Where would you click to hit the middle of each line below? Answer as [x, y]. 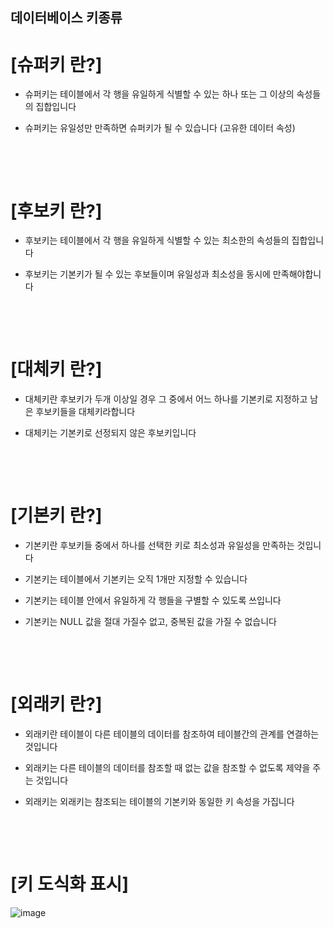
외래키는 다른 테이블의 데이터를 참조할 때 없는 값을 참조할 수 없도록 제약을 [167, 768]
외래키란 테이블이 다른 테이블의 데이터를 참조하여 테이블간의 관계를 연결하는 [172, 734]
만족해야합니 [297, 274]
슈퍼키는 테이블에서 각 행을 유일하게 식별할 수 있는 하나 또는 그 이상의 [159, 94]
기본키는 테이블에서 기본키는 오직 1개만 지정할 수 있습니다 [136, 579]
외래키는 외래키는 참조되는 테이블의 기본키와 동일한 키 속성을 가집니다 [159, 802]
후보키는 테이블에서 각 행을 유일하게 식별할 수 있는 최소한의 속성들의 [157, 240]
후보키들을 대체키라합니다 [85, 412]
